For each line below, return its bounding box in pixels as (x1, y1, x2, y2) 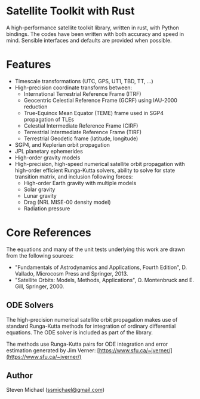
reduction (23, 103, 48, 110)
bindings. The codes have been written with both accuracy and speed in (6, 30, 184, 37)
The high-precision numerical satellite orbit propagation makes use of (6, 316, 178, 323)
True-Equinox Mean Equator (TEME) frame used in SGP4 (23, 109, 164, 116)
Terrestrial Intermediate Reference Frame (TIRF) (23, 128, 142, 135)
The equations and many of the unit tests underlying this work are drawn (6, 246, 185, 253)
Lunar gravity (23, 192, 57, 199)
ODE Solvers (6, 300, 54, 310)
